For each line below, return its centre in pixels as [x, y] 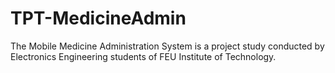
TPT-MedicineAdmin [98, 18]
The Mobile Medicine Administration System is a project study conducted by [167, 46]
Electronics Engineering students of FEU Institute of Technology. [143, 56]
